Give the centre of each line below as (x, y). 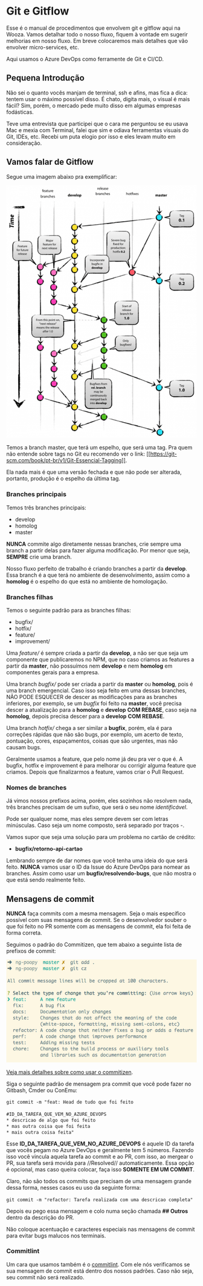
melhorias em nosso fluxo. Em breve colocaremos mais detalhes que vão (97, 41)
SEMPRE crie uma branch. (39, 557)
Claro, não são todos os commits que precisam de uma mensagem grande (99, 1181)
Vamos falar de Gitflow (50, 162)
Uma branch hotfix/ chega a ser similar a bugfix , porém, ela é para (89, 728)
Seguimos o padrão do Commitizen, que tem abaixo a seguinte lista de (94, 945)
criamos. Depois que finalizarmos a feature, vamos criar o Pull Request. (95, 772)
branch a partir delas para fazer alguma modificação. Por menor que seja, (98, 550)
